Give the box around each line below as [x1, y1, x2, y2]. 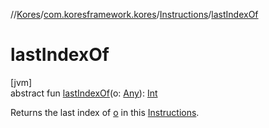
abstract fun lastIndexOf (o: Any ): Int [10, 87, 158, 99]
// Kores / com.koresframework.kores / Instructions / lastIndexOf [10, 9, 259, 20]
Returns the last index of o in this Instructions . [10, 106, 200, 118]
